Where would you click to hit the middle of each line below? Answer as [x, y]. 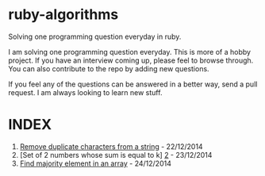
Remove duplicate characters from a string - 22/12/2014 [111, 146]
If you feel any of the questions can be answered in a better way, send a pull [133, 84]
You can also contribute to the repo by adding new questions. [109, 68]
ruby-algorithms [63, 15]
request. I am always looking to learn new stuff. [85, 92]
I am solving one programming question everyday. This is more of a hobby [130, 52]
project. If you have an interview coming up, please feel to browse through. [131, 60]
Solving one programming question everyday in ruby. [95, 36]
